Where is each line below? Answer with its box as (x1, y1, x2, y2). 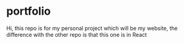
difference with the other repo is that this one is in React (6, 31, 147, 38)
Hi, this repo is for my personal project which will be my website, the (6, 24, 178, 32)
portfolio (6, 4, 51, 18)
